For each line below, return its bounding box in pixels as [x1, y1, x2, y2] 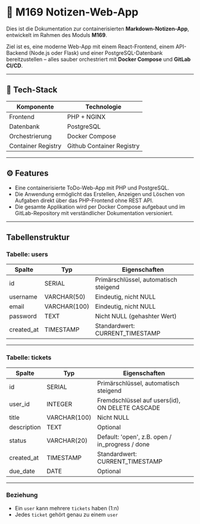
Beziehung [6, 491, 38, 500]
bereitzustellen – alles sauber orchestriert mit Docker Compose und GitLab [6, 55, 191, 63]
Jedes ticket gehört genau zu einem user [14, 511, 118, 518]
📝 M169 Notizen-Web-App [6, 5, 139, 19]
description [9, 423, 41, 431]
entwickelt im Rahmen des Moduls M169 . [6, 31, 107, 38]
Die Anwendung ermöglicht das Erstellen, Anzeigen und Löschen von [14, 190, 185, 197]
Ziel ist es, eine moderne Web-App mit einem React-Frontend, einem [6, 43, 174, 50]
